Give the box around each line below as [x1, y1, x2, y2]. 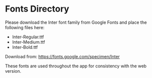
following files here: [5, 24, 45, 30]
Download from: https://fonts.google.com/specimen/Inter [5, 53, 120, 59]
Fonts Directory [5, 3, 70, 15]
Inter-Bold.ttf [12, 44, 38, 50]
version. [5, 68, 21, 74]
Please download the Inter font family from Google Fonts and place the [5, 19, 147, 25]
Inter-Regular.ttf [12, 34, 44, 40]
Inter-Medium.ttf [12, 39, 45, 45]
